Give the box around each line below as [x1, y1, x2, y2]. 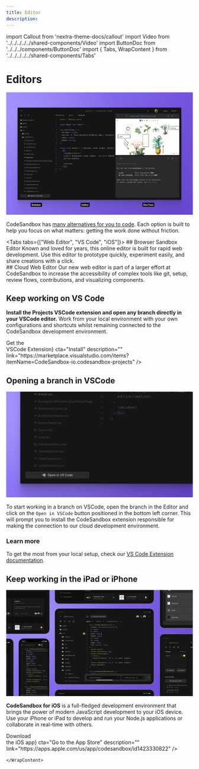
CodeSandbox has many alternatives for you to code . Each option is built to [6, 220, 190, 228]
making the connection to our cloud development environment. [6, 522, 160, 529]
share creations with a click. [6, 257, 75, 264]
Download [6, 732, 31, 739]
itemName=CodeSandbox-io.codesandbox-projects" [6, 358, 135, 366]
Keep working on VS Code [6, 293, 105, 303]
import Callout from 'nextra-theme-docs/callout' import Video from [6, 33, 170, 40]
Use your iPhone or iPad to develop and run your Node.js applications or [6, 714, 183, 722]
